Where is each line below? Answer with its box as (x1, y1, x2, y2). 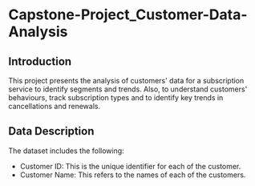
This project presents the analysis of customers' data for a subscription (8, 76, 245, 85)
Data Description (8, 124, 95, 138)
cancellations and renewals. (8, 102, 101, 111)
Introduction (8, 55, 72, 68)
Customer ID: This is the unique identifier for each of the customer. (19, 161, 241, 171)
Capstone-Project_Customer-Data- (8, 6, 248, 24)
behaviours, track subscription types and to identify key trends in (8, 93, 224, 102)
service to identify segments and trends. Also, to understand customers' (8, 84, 248, 94)
